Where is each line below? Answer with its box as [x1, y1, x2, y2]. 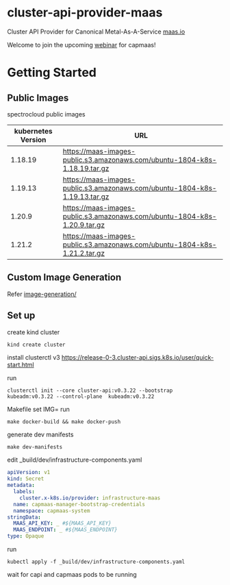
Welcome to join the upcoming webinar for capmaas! [7, 40, 156, 49]
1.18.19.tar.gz [62, 163, 110, 173]
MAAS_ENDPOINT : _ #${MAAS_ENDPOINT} [13, 526, 118, 534]
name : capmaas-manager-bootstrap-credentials [13, 501, 146, 508]
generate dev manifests [7, 430, 74, 439]
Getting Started [7, 65, 97, 80]
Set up [7, 310, 36, 321]
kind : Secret [7, 475, 44, 482]
